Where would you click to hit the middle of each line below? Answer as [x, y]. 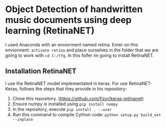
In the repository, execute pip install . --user [62, 109]
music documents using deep [68, 20]
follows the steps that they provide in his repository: [73, 89]
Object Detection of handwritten [74, 9]
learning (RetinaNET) [50, 31]
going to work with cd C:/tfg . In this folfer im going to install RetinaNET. [80, 55]
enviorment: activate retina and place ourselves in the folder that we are [82, 50]
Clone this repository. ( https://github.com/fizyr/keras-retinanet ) [78, 98]
